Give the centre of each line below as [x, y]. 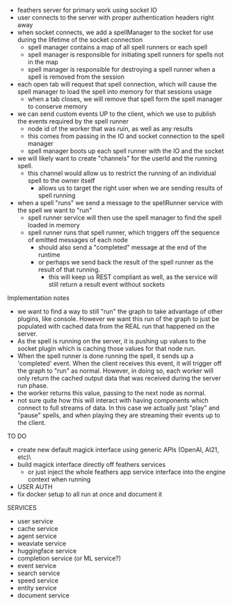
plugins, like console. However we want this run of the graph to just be [118, 319]
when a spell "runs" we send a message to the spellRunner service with [120, 203]
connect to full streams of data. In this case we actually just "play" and [118, 408]
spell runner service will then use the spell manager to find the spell [124, 218]
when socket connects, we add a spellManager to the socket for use [115, 32]
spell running [57, 195]
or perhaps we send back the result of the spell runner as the [126, 262]
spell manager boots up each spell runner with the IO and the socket [126, 151]
